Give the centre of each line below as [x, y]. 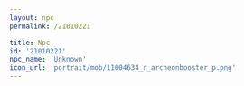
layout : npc [32, 18]
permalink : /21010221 [50, 26]
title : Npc [30, 43]
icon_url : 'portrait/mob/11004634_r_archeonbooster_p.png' [123, 68]
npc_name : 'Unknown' [48, 60]
